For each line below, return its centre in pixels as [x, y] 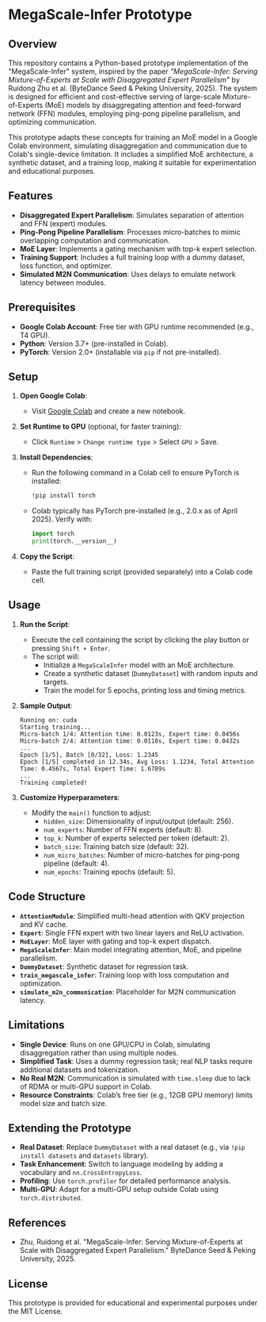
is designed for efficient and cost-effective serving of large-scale [115, 96]
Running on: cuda [48, 720]
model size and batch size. [63, 1103]
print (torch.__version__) [74, 541]
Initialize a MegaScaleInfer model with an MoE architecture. [139, 665]
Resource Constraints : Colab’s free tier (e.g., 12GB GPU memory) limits [136, 1095]
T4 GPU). [34, 335]
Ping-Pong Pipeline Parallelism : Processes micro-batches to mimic [130, 232]
